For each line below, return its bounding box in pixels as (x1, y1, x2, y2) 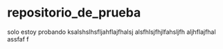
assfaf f (7, 35, 29, 43)
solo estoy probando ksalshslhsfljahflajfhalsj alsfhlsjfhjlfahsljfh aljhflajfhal (7, 28, 216, 36)
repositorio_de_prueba (7, 5, 141, 21)
